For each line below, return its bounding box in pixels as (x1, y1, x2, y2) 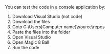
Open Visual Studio (12, 34, 51, 40)
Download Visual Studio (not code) (12, 14, 83, 19)
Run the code (12, 45, 40, 50)
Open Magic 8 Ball (12, 39, 50, 45)
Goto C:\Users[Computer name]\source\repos (12, 24, 105, 30)
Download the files (12, 19, 50, 24)
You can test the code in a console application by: (5, 4, 106, 10)
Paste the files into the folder (12, 29, 70, 35)
